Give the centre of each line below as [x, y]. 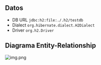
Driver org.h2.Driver [33, 30]
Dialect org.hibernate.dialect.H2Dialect [53, 25]
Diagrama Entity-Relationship [50, 46]
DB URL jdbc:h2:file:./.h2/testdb [48, 20]
